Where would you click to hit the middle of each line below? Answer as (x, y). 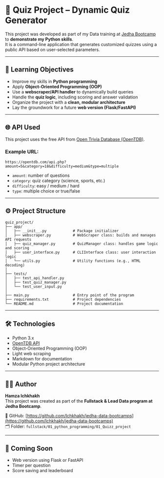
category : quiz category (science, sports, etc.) (59, 180)
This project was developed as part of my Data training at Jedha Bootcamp (81, 34)
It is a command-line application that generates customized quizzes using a (81, 44)
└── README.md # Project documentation (64, 304)
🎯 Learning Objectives (40, 70)
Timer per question (31, 465)
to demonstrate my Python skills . (39, 39)
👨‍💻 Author (21, 384)
